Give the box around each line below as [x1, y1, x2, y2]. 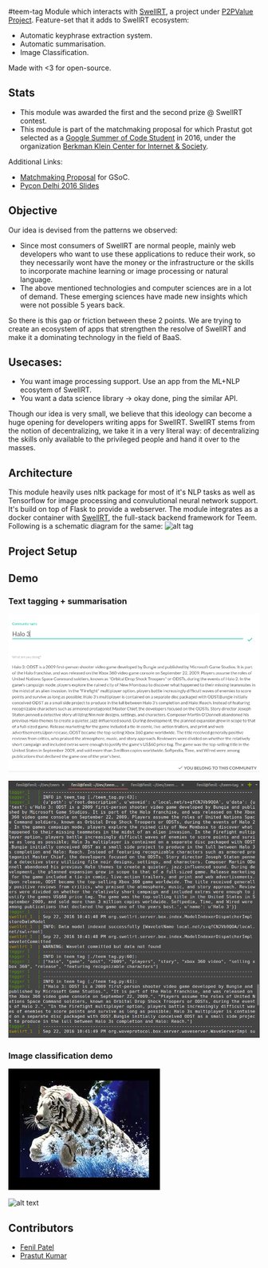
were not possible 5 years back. [19, 299, 125, 310]
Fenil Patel [19, 1242, 54, 1252]
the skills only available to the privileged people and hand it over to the [8, 434, 241, 444]
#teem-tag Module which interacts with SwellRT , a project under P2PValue [8, 7, 254, 16]
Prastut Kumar [19, 1250, 68, 1260]
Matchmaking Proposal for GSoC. [19, 172, 130, 182]
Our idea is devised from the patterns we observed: [8, 225, 178, 235]
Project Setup [8, 545, 78, 558]
